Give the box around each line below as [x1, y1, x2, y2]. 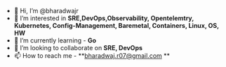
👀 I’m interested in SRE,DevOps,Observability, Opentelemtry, [13, 14, 194, 22]
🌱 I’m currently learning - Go [13, 36, 97, 45]
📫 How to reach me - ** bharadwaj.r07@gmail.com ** [13, 52, 171, 59]
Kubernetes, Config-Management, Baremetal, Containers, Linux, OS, [13, 22, 219, 29]
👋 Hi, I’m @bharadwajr [13, 7, 79, 15]
